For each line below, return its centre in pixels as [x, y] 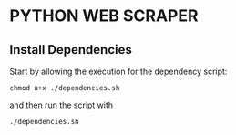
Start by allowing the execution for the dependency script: [118, 71]
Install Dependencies [71, 50]
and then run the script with [62, 105]
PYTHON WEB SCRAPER [104, 16]
